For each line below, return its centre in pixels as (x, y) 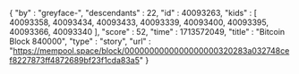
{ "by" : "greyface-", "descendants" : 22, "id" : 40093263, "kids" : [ (133, 13)
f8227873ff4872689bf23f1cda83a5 (75, 60)
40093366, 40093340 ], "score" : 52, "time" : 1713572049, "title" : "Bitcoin (147, 32)
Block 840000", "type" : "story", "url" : (80, 41)
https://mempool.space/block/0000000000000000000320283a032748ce (151, 51)
